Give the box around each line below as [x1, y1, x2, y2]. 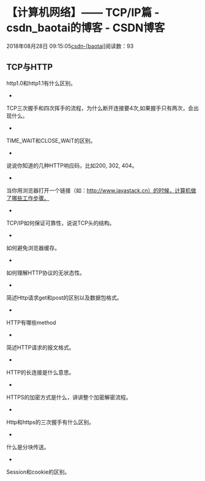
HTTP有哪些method [6, 319, 56, 326]
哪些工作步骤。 [11, 194, 50, 202]
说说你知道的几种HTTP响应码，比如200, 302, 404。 [6, 162, 138, 169]
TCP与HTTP [6, 62, 53, 72]
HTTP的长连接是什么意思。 [6, 368, 75, 376]
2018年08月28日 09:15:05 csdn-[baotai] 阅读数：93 [6, 42, 134, 50]
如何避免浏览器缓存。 [6, 244, 60, 251]
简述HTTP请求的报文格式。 [6, 344, 75, 351]
